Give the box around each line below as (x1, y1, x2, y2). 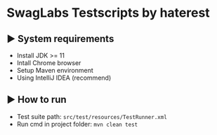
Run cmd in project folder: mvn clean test (16, 120, 138, 128)
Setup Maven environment (16, 66, 94, 74)
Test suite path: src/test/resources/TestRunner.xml (16, 112, 168, 120)
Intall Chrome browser (16, 59, 81, 67)
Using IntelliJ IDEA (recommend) (16, 73, 112, 82)
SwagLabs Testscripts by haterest (6, 5, 210, 21)
